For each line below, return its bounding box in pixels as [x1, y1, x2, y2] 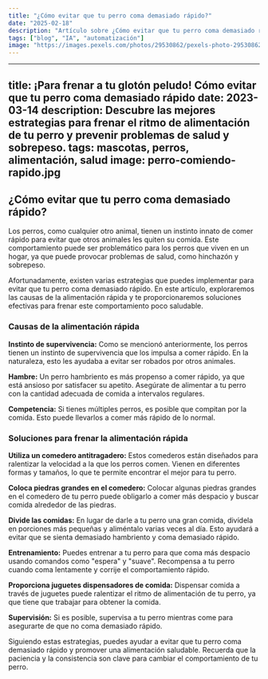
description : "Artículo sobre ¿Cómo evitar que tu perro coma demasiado [8, 26, 255, 34]
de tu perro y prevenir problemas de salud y [8, 128, 230, 142]
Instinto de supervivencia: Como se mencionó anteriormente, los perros [8, 339, 248, 349]
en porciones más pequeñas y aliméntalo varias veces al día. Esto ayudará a [8, 523, 259, 533]
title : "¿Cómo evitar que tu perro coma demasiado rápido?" [8, 11, 213, 20]
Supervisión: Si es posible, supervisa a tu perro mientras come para [8, 612, 234, 622]
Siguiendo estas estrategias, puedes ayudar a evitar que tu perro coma [8, 636, 242, 646]
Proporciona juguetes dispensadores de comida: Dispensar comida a [8, 580, 241, 590]
